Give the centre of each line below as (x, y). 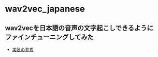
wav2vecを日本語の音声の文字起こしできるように (79, 28)
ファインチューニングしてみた (50, 37)
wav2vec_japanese (45, 9)
